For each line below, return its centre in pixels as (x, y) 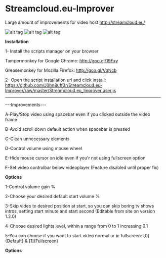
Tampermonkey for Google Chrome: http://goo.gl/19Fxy (62, 60)
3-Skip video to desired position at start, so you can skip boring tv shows (80, 206)
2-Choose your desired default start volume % (53, 196)
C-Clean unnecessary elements (37, 139)
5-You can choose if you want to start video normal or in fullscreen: (74, 235)
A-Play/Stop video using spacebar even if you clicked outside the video (78, 114)
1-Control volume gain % (30, 187)
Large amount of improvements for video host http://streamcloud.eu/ (75, 22)
